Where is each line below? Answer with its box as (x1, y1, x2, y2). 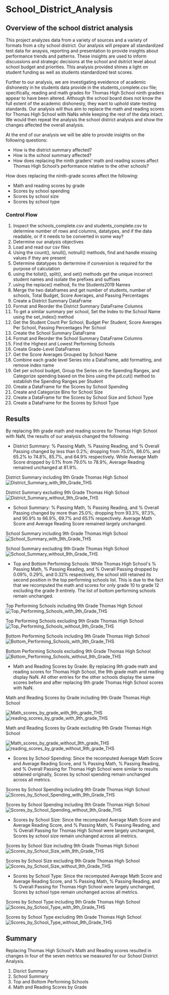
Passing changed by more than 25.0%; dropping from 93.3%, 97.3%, (13, 510, 156, 516)
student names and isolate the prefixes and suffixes (13, 276, 120, 282)
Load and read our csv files (13, 244, 70, 251)
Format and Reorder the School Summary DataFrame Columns (13, 335, 143, 341)
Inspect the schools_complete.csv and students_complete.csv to (13, 223, 147, 229)
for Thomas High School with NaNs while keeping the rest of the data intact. (6, 111, 163, 117)
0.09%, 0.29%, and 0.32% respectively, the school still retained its (13, 572, 151, 578)
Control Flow (6, 211, 38, 218)
